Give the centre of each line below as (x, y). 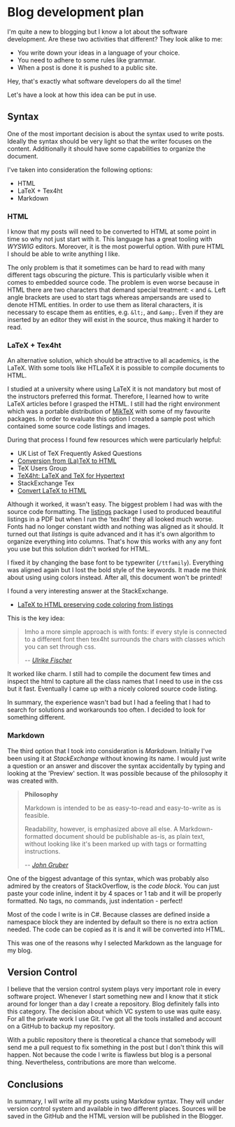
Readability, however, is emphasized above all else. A (101, 829)
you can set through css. (60, 647)
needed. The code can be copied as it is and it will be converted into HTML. (116, 929)
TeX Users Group (42, 468)
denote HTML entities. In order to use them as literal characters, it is (105, 305)
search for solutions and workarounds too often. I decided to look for (106, 710)
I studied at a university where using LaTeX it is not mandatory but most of (114, 389)
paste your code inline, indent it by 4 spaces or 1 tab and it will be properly (115, 893)
